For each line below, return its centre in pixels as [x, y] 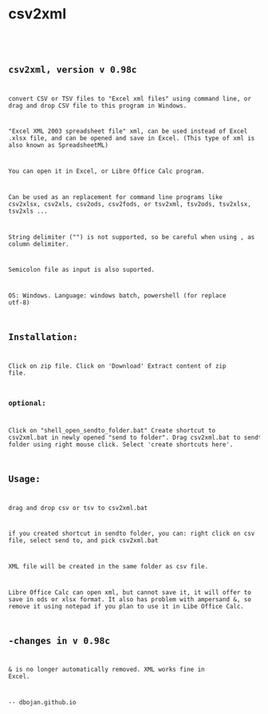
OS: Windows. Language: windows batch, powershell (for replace [117, 296]
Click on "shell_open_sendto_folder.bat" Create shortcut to [112, 430]
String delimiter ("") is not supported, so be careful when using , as [132, 237]
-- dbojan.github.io [43, 703]
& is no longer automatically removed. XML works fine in [106, 670]
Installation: [43, 337]
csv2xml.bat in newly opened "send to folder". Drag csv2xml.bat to [124, 437]
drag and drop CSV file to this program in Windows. [98, 106]
